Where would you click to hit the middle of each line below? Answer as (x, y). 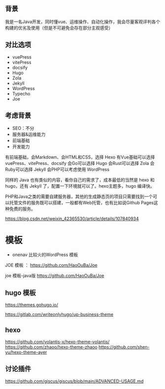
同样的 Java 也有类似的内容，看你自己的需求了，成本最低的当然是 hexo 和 (80, 180)
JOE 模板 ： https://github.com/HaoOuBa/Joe (51, 265)
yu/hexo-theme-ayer (26, 352)
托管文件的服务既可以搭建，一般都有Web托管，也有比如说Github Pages (82, 203)
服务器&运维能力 (29, 134)
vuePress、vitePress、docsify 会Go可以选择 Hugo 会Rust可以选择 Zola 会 (80, 163)
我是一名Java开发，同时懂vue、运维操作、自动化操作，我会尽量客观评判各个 (83, 22)
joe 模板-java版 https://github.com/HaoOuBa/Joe (55, 276)
